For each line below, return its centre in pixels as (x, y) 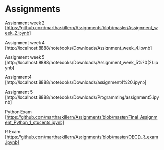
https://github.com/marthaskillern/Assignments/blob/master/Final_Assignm (82, 117)
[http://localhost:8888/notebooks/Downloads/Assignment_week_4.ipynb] (79, 48)
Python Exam (18, 112)
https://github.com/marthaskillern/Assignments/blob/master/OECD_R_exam (82, 137)
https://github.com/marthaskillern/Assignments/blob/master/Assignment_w (82, 27)
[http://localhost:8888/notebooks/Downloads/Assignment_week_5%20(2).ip (82, 62)
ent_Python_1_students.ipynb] (35, 122)
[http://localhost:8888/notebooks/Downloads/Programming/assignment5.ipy (82, 97)
